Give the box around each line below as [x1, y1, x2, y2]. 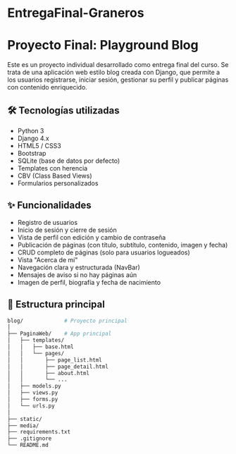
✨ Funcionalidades [7, 200, 92, 211]
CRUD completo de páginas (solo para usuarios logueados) [17, 248, 190, 257]
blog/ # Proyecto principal [7, 317, 128, 324]
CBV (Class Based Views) [17, 171, 93, 180]
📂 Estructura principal [7, 298, 106, 311]
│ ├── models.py [7, 383, 61, 390]
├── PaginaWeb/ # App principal [7, 330, 112, 338]
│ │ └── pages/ [7, 350, 65, 357]
